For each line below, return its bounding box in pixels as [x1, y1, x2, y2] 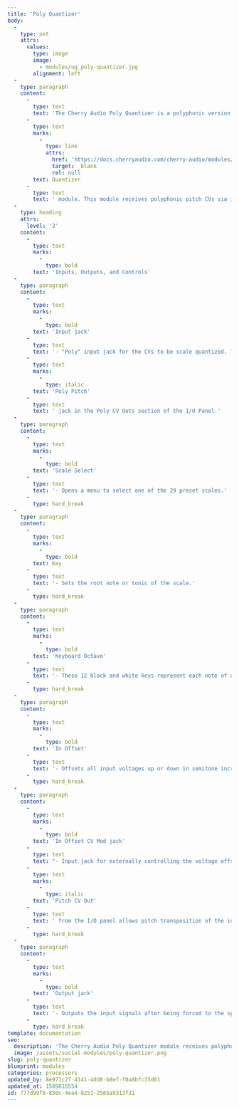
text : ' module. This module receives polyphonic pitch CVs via [33, 196, 228, 203]
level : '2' [26, 222, 59, 229]
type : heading [20, 209, 62, 216]
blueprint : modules [7, 1063, 65, 1070]
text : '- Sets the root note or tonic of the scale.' [33, 579, 196, 587]
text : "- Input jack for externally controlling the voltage [33, 857, 218, 865]
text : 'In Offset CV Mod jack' [33, 838, 126, 845]
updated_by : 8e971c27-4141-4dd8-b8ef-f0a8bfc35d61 [7, 1076, 161, 1083]
